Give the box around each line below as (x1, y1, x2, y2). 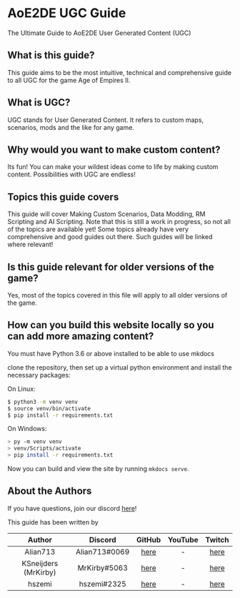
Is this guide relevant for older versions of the (7, 260, 214, 273)
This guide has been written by (7, 517, 99, 526)
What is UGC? (7, 96, 71, 108)
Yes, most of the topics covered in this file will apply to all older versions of (7, 291, 228, 299)
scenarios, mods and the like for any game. (7, 123, 134, 131)
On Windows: (7, 425, 47, 433)
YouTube (167, 534, 199, 544)
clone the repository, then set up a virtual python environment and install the (7, 363, 232, 372)
